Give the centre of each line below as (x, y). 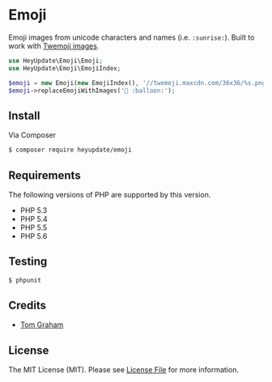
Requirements (45, 175)
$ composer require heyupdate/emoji (70, 150)
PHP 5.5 (34, 227)
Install (24, 115)
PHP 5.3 (34, 210)
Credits (28, 306)
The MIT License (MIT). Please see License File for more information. (123, 370)
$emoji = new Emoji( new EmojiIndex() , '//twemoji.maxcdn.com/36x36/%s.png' (139, 83)
